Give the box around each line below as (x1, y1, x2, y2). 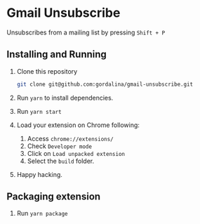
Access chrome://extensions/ (27, 134, 114, 143)
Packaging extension (6, 191, 101, 203)
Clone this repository (16, 67, 78, 75)
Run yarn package (16, 209, 68, 218)
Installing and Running (6, 48, 107, 60)
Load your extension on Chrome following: (16, 121, 140, 129)
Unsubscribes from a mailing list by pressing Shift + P (6, 28, 166, 37)
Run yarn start (16, 107, 62, 115)
